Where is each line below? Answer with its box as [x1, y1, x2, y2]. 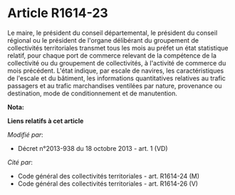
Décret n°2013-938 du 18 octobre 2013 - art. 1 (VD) [17, 144, 169, 152]
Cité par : [7, 158, 33, 167]
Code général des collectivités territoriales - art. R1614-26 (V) [17, 179, 198, 188]
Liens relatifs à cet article [7, 116, 84, 125]
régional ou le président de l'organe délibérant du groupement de [7, 36, 199, 44]
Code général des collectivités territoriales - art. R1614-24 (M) [17, 172, 200, 180]
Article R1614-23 [7, 5, 108, 21]
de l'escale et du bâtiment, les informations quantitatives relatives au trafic [7, 73, 226, 83]
